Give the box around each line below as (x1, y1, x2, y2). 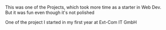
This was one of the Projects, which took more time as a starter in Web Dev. (5, 4, 161, 10)
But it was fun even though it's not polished (5, 9, 95, 15)
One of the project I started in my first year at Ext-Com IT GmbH (5, 19, 137, 25)
